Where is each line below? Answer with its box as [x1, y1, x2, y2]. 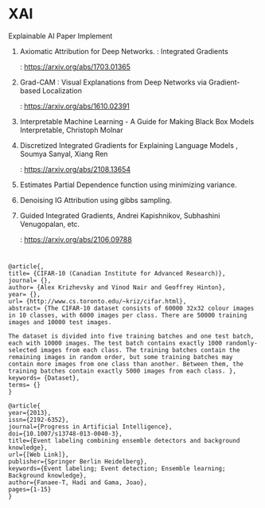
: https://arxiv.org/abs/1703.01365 [19, 61, 131, 72]
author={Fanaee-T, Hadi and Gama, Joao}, [8, 479, 148, 487]
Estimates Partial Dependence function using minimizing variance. [19, 180, 237, 190]
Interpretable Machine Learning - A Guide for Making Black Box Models [19, 116, 255, 126]
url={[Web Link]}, [8, 451, 69, 459]
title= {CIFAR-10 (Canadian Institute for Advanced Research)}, [8, 270, 226, 278]
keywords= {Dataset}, [8, 374, 80, 382]
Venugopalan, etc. [19, 219, 80, 229]
